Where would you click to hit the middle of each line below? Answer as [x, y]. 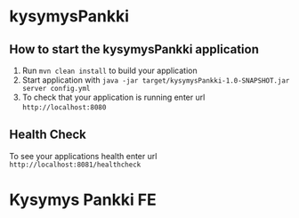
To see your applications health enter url [83, 156]
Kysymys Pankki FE [83, 200]
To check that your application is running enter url [113, 97]
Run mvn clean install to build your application [109, 70]
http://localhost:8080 [64, 108]
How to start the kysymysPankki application [134, 49]
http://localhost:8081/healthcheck [75, 165]
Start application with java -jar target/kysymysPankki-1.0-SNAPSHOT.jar [156, 80]
